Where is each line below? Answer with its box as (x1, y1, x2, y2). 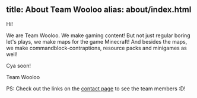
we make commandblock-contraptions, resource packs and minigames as (6, 44, 187, 51)
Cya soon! (6, 62, 31, 69)
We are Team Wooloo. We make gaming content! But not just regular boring (6, 32, 191, 39)
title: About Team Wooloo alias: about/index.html (6, 5, 192, 15)
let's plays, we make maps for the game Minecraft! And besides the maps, (6, 38, 188, 45)
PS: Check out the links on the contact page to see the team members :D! (6, 85, 186, 92)
